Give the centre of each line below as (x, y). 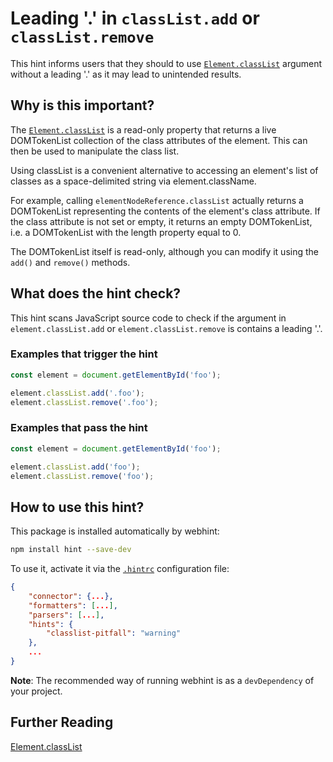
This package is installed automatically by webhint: (115, 531)
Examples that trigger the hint (84, 354)
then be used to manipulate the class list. (95, 151)
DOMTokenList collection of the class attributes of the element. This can (159, 140)
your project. (36, 691)
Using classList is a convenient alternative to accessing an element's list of (164, 170)
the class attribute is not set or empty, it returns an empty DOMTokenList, (161, 221)
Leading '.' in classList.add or (135, 18)
